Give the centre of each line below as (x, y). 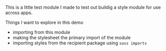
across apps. (19, 13)
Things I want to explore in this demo (44, 22)
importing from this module (42, 32)
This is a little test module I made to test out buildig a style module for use (83, 7)
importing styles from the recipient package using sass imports (80, 43)
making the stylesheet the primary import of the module (71, 38)
